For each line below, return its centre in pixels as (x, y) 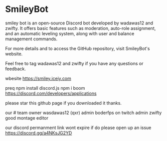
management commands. (31, 39)
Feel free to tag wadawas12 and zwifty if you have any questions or (74, 63)
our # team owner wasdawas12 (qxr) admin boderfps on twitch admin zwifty (83, 113)
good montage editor (27, 118)
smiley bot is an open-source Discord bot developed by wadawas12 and (79, 23)
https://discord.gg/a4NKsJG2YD (39, 133)
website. (14, 54)
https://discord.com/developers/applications (51, 93)
